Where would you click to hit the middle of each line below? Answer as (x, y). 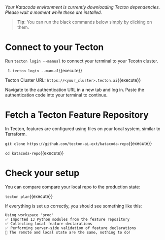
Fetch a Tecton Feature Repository (77, 115)
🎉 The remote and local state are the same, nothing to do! (68, 232)
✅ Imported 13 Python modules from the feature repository (67, 219)
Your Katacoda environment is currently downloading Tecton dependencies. (82, 7)
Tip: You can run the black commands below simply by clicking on (84, 22)
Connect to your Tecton (54, 47)
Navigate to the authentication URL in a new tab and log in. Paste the (75, 90)
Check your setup (42, 173)
